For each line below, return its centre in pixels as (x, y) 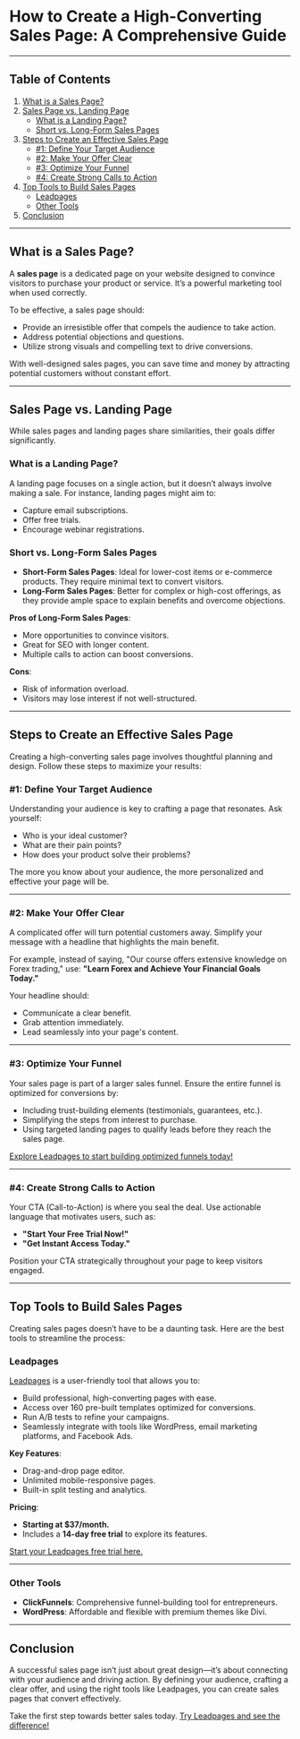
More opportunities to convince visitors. (96, 635)
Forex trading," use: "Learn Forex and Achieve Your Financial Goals (135, 969)
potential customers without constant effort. (90, 373)
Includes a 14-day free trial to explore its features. (115, 1534)
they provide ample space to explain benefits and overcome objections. (154, 600)
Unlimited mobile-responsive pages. (89, 1480)
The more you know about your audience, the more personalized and (137, 872)
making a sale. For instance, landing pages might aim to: (113, 493)
